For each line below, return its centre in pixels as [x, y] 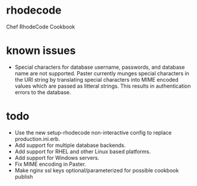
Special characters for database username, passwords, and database [100, 67]
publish [24, 177]
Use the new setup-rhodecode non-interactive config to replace [93, 132]
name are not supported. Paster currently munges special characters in [102, 73]
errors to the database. [43, 92]
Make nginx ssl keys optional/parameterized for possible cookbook [97, 170]
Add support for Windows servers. [57, 158]
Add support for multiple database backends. [70, 145]
